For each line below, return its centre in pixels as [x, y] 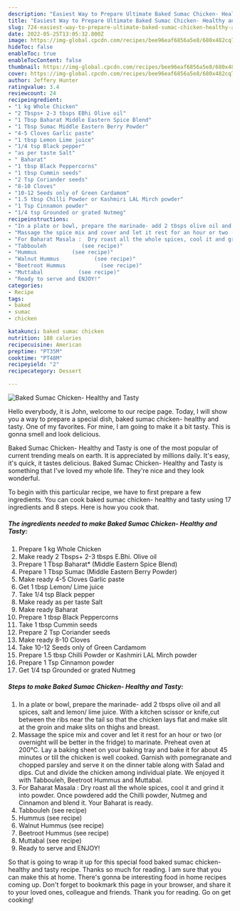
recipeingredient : [35, 100]
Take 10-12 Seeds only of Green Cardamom [82, 647]
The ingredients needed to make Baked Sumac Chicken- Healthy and [113, 524]
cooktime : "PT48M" [35, 358]
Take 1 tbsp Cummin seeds [58, 625]
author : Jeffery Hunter [43, 80]
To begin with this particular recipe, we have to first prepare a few [105, 492]
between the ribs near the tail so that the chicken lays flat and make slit [123, 719]
